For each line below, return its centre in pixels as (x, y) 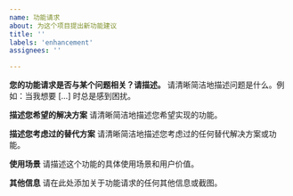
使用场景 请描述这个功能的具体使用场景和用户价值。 (104, 164)
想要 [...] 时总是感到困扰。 (88, 96)
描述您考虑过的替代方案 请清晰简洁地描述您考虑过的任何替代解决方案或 (139, 134)
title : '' (28, 34)
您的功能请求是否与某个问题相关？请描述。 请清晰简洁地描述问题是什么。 (143, 85)
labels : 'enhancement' (51, 42)
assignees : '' (36, 51)
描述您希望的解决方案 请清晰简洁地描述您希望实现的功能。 (116, 115)
